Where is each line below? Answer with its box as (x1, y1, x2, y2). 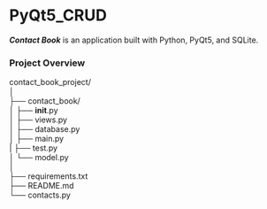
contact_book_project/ (9, 77, 91, 88)
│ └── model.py (9, 152, 69, 163)
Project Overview (9, 57, 86, 69)
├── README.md (9, 181, 74, 191)
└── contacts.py (9, 190, 71, 200)
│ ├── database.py (9, 124, 80, 135)
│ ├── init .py (9, 105, 59, 116)
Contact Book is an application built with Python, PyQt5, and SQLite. (9, 35, 259, 45)
